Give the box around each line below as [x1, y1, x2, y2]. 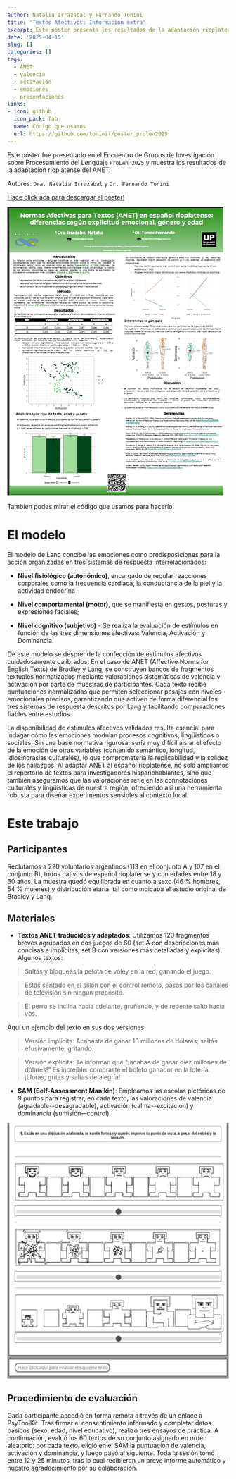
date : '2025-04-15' [7, 34, 65, 41]
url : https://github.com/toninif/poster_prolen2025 [13, 130, 169, 137]
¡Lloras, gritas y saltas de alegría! [24, 1073, 121, 1081]
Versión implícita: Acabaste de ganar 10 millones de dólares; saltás [24, 1037, 218, 1045]
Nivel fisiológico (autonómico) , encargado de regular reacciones [17, 571, 208, 579]
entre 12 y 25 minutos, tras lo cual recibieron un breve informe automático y [7, 1456, 226, 1464]
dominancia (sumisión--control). [17, 1109, 111, 1117]
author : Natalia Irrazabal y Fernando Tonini [7, 11, 143, 18]
